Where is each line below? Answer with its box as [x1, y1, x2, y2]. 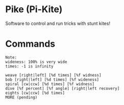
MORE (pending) [5, 95, 38, 100]
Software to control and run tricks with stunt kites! [5, 20, 111, 26]
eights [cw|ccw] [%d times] [5, 90, 65, 95]
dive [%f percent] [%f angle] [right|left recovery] [5, 86, 120, 91]
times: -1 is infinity [5, 63, 54, 69]
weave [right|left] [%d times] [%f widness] [5, 73, 102, 78]
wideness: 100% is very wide [5, 59, 67, 64]
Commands [5, 38, 56, 50]
